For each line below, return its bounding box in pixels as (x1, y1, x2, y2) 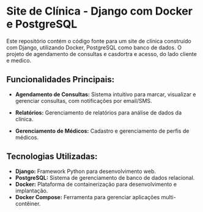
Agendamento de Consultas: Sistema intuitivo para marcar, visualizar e (15, 90, 196, 98)
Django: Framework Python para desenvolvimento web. (15, 168, 157, 175)
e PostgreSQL (6, 17, 78, 31)
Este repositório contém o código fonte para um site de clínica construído (6, 37, 191, 44)
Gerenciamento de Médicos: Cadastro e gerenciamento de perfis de (15, 127, 190, 135)
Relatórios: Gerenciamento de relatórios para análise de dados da (15, 108, 182, 116)
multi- (161, 193, 176, 200)
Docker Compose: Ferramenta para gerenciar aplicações (15, 193, 160, 200)
